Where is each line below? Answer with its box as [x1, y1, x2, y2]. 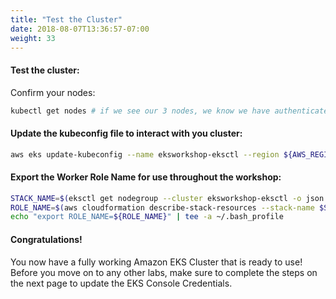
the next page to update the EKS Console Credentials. [10, 277, 233, 289]
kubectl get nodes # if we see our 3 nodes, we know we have [10, 106, 271, 116]
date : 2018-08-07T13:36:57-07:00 [10, 24, 150, 34]
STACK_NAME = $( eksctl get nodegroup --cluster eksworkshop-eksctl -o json [10, 193, 325, 203]
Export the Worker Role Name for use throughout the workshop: [10, 171, 282, 183]
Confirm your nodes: [10, 86, 96, 98]
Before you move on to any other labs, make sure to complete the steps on [10, 266, 318, 278]
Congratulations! [10, 233, 83, 245]
